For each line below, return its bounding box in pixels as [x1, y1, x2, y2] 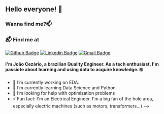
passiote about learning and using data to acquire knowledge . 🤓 [5, 67, 143, 73]
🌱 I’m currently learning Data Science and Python [12, 85, 116, 91]
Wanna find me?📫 [5, 21, 52, 28]
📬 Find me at [5, 36, 40, 43]
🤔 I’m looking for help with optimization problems [12, 90, 115, 96]
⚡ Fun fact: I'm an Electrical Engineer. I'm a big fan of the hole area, [12, 96, 154, 102]
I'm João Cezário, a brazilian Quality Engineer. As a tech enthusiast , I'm [5, 61, 159, 67]
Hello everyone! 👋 [5, 5, 62, 14]
